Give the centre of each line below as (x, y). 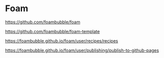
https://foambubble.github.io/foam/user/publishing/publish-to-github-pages (82, 50)
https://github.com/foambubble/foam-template (53, 31)
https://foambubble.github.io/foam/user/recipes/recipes (62, 41)
